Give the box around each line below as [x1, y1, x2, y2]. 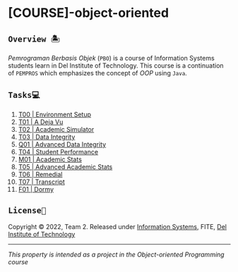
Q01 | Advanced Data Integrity [18, 140, 107, 149]
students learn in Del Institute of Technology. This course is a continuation [8, 61, 225, 70]
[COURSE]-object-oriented [8, 5, 169, 21]
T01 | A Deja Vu [18, 118, 64, 126]
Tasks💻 [8, 90, 41, 100]
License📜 [8, 206, 47, 216]
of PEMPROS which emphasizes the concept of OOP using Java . [8, 69, 188, 77]
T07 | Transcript [18, 178, 66, 186]
